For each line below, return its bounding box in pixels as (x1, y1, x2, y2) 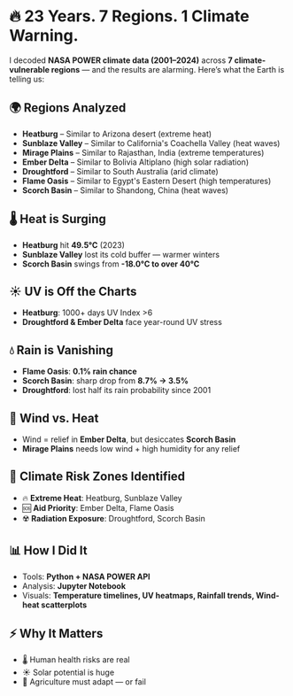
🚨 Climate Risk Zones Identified (9, 469, 186, 484)
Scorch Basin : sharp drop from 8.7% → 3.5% (21, 375, 189, 386)
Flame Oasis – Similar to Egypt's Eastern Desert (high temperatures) (21, 175, 272, 186)
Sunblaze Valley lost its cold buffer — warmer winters (21, 249, 220, 259)
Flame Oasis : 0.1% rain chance (21, 366, 137, 377)
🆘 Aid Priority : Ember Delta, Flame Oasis (21, 502, 174, 513)
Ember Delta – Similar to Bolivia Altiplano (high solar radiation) (21, 157, 250, 167)
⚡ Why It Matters (9, 626, 104, 641)
